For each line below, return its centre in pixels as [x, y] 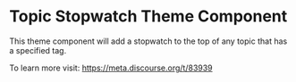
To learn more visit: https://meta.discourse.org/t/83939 [111, 68]
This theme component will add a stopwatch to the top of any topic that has [148, 41]
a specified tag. [38, 50]
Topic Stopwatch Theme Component [148, 16]
